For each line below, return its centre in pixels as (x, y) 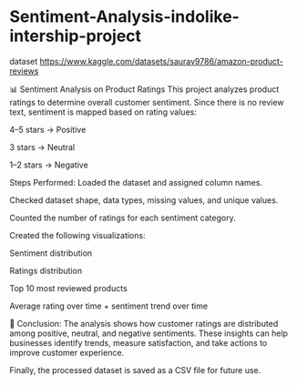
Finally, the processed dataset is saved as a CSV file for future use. (135, 370)
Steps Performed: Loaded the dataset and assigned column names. (136, 182)
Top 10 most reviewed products (68, 288)
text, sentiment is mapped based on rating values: (103, 112)
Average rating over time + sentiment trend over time (108, 306)
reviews (24, 71)
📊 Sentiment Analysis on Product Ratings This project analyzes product (144, 89)
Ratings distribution (46, 270)
